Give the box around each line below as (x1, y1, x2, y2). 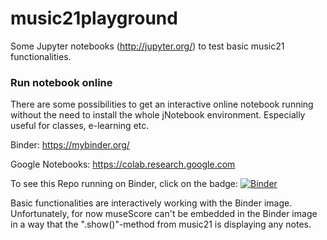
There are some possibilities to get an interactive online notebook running (10, 98, 314, 111)
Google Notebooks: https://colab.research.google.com (10, 158, 236, 171)
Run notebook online (10, 75, 113, 89)
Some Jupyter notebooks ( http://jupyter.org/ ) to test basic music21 (10, 40, 285, 52)
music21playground (10, 7, 178, 30)
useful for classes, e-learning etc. (10, 120, 150, 132)
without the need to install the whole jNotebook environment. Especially (10, 109, 306, 121)
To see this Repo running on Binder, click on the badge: (10, 178, 239, 190)
